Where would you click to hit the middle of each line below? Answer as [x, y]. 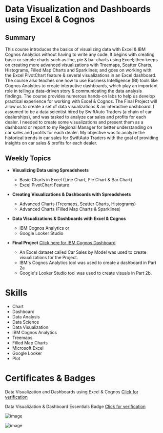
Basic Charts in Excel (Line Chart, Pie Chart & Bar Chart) [76, 179]
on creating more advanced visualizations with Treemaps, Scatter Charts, [79, 65]
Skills [16, 293]
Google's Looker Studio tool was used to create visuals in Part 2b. [86, 273]
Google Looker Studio [41, 233]
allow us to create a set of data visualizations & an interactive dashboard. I [80, 107]
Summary [20, 37]
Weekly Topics [28, 158]
